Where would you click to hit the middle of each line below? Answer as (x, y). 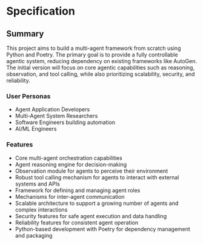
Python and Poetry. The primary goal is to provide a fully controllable (92, 55)
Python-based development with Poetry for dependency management (103, 229)
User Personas (28, 96)
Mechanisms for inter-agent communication (70, 196)
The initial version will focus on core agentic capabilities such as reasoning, (101, 67)
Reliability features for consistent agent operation (77, 223)
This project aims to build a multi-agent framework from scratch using (94, 48)
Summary (25, 34)
